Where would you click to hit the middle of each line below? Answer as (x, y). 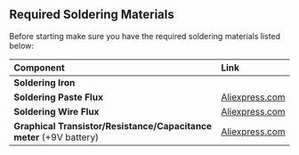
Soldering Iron (44, 82)
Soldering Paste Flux (59, 97)
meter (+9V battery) (57, 137)
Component (39, 68)
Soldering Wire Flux (57, 111)
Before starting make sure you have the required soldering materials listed (145, 36)
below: (21, 45)
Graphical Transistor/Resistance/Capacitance (113, 126)
